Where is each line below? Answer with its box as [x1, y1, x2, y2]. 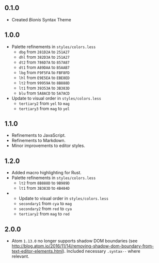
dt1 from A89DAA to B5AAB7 [18, 64, 70, 70]
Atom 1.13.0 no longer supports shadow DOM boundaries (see [11, 238, 138, 244]
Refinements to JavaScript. [11, 132, 66, 138]
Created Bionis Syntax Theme [11, 16, 71, 22]
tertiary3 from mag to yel [18, 105, 70, 111]
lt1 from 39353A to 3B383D [18, 85, 70, 91]
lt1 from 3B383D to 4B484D [18, 185, 70, 191]
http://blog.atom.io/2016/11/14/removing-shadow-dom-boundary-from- [11, 243, 154, 249]
